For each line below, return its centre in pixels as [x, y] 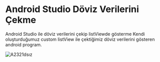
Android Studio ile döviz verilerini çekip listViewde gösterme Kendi [75, 34]
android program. [24, 44]
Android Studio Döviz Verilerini [72, 9]
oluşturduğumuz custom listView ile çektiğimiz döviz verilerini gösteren [80, 39]
